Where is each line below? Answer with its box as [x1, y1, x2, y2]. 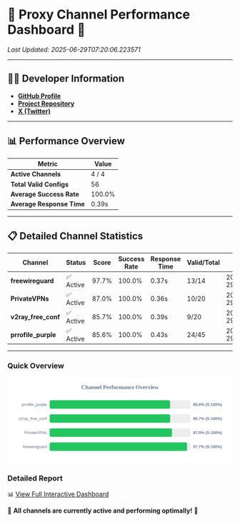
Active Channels [10, 170, 61, 179]
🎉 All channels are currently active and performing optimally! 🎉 [7, 506, 199, 515]
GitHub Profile [17, 91, 61, 100]
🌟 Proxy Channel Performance [7, 6, 191, 23]
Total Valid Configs [10, 180, 69, 189]
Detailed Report [7, 473, 63, 483]
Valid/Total [186, 259, 220, 267]
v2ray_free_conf [10, 312, 61, 321]
